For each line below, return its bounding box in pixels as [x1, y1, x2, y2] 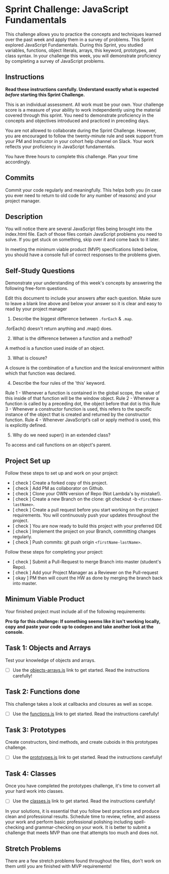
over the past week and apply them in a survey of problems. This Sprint [5, 37, 154, 43]
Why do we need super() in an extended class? [12, 432, 111, 438]
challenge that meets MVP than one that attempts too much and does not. [5, 830, 159, 836]
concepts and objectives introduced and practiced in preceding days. [5, 118, 150, 124]
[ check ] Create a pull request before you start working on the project [12, 507, 159, 513]
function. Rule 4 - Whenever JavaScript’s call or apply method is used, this [5, 417, 160, 423]
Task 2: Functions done [5, 687, 80, 696]
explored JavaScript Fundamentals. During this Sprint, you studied [5, 42, 143, 48]
